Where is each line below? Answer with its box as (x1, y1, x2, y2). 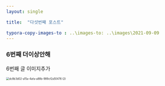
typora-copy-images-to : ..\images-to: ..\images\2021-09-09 (6, 30, 160, 36)
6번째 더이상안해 (6, 51, 51, 59)
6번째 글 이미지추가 (6, 65, 51, 72)
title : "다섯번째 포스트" (6, 19, 64, 25)
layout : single (6, 8, 44, 15)
